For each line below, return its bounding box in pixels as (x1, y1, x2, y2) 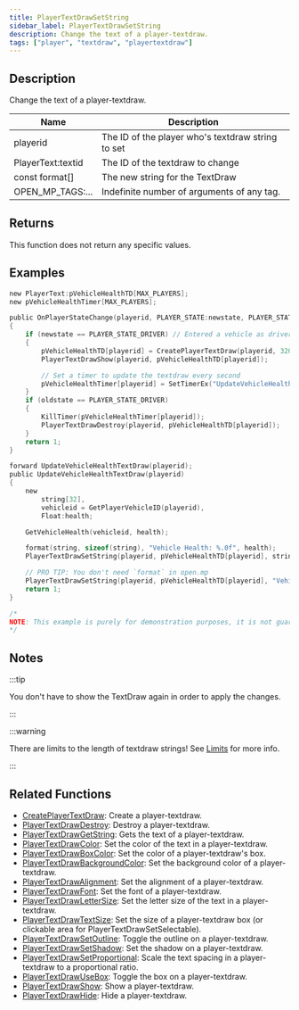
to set (101, 142, 125, 154)
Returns (9, 216, 55, 231)
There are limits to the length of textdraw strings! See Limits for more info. (9, 743, 280, 754)
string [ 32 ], (41, 494, 86, 504)
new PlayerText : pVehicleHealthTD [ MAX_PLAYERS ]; (9, 289, 190, 298)
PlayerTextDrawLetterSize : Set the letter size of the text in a (21, 895, 241, 906)
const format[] (13, 171, 75, 184)
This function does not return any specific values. (9, 239, 191, 250)
